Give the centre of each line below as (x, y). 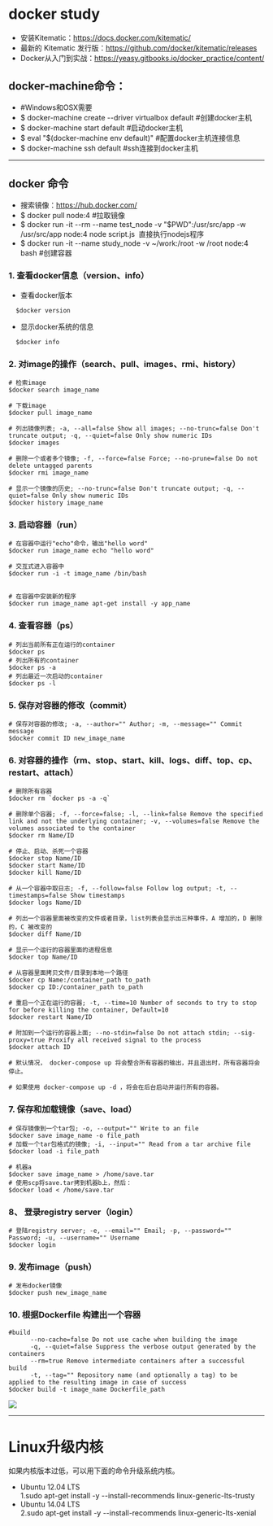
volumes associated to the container (72, 829)
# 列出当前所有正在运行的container (62, 645)
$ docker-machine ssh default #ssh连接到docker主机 (109, 148)
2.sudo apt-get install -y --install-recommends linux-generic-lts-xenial (138, 1513)
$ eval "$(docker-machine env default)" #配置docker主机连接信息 (130, 138)
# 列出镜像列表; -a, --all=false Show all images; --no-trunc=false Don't (134, 429)
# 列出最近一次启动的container (56, 676)
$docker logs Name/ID (45, 903)
